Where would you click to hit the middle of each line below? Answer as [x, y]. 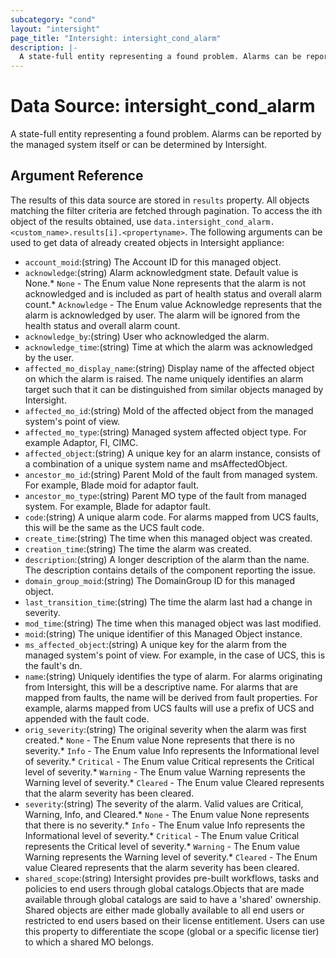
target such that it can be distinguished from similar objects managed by [174, 389]
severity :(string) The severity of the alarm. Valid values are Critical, [164, 803]
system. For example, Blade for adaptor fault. [117, 506]
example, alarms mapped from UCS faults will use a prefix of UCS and [169, 708]
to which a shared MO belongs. [89, 942]
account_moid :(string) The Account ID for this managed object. [153, 262]
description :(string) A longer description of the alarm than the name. [167, 559]
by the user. [49, 357]
